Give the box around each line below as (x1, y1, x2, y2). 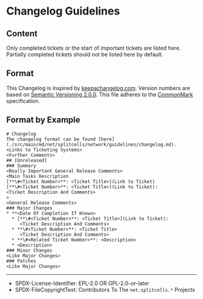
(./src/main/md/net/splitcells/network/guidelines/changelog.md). (6, 141, 177, 148)
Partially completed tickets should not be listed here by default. (6, 51, 164, 58)
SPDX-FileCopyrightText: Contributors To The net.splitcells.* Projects (14, 286, 195, 293)
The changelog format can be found (6, 136, 96, 142)
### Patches (6, 258, 36, 264)
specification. (6, 97, 40, 104)
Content (6, 28, 38, 39)
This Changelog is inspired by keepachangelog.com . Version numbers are (6, 84, 190, 91)
